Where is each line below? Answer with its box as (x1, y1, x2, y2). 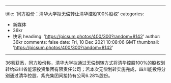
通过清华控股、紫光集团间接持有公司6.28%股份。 (9, 72, 113, 78)
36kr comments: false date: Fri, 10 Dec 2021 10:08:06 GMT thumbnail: (12, 39, 159, 45)
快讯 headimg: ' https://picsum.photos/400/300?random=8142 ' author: (12, 34, 161, 39)
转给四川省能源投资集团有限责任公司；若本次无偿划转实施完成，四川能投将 (5, 66, 161, 72)
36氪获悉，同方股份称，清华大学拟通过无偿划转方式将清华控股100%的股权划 (5, 60, 165, 66)
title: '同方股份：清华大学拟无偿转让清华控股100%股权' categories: (5, 11, 144, 17)
